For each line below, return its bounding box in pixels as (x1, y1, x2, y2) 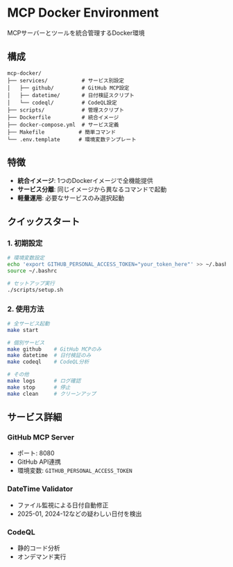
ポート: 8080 (17, 449, 55, 457)
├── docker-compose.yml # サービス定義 (7, 121, 119, 128)
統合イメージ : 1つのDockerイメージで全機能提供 (17, 176, 154, 184)
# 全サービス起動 (7, 320, 50, 327)
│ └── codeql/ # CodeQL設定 (7, 99, 117, 106)
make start (7, 326, 39, 333)
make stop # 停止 (7, 383, 71, 391)
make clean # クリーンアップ (7, 390, 96, 397)
